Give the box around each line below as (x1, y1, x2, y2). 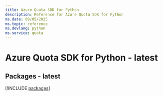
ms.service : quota (5, 30, 43, 35)
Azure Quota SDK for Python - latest (5, 52, 158, 63)
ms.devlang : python (5, 26, 46, 31)
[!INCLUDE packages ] (5, 85, 50, 91)
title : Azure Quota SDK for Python (5, 7, 79, 12)
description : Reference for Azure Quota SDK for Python (5, 12, 124, 17)
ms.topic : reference (5, 21, 48, 26)
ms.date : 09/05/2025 (5, 16, 48, 21)
